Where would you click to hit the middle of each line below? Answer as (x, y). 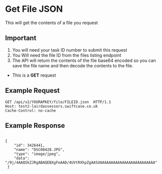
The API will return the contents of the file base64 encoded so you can (84, 60)
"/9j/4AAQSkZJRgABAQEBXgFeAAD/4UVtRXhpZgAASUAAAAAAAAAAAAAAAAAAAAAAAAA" (81, 163)
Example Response (35, 126)
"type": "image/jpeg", (37, 154)
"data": (22, 158)
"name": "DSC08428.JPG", (39, 150)
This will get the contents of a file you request (51, 23)
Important (21, 38)
